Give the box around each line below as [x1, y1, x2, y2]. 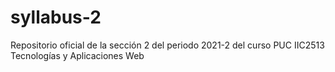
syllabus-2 [10, 6, 102, 29]
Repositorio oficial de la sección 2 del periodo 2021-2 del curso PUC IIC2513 [10, 39, 325, 51]
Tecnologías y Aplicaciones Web [10, 49, 145, 61]
